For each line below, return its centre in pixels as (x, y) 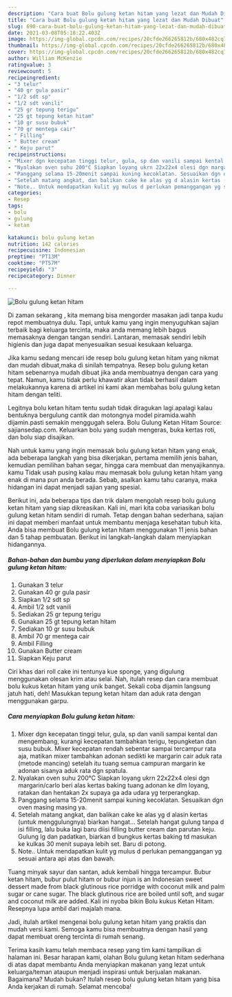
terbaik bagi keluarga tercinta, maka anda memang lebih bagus (97, 330)
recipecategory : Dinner (42, 276)
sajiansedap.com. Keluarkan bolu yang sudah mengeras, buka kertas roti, (112, 430)
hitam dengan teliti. (35, 394)
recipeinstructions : (38, 155)
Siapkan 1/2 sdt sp (44, 599)
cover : (17, 52)
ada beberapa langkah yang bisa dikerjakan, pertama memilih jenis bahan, (113, 457)
